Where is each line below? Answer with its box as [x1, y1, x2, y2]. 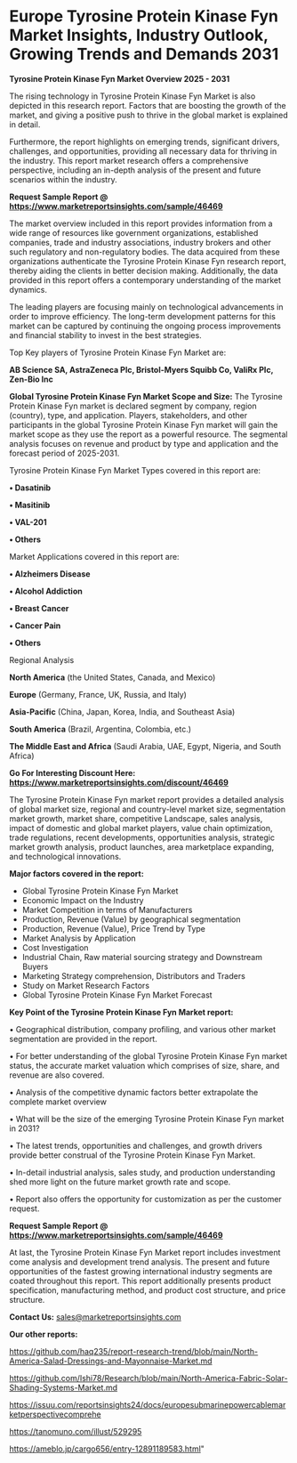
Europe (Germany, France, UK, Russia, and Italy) [9, 689, 187, 699]
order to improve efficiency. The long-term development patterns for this [9, 311, 276, 321]
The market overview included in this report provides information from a [9, 218, 273, 229]
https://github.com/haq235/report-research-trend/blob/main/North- [9, 1346, 259, 1356]
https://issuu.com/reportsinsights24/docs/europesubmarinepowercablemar [9, 1399, 286, 1410]
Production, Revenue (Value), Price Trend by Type [21, 923, 206, 934]
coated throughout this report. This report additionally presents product [9, 1275, 271, 1286]
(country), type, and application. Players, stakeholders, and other [9, 409, 247, 420]
